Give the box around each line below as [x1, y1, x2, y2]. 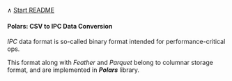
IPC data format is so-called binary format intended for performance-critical [7, 38, 226, 46]
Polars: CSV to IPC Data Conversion [7, 22, 113, 30]
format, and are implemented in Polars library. [7, 66, 140, 74]
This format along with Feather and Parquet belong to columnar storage [7, 59, 214, 67]
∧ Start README [7, 6, 54, 14]
